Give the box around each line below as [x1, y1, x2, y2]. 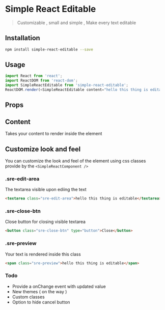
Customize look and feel [5, 145, 81, 153]
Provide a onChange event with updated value [12, 283, 106, 289]
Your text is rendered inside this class [5, 251, 81, 257]
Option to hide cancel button [12, 299, 70, 305]
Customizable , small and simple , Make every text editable [17, 20, 137, 26]
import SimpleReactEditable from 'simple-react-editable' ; [5, 83, 129, 88]
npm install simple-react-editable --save [5, 47, 93, 52]
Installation [5, 34, 40, 42]
